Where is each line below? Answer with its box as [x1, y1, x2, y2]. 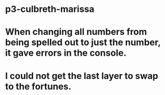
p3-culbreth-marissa [5, 3, 94, 15]
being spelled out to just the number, [5, 37, 161, 48]
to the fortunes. [5, 81, 71, 92]
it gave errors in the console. [5, 47, 126, 59]
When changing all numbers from [5, 26, 147, 38]
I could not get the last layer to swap [5, 70, 158, 82]
